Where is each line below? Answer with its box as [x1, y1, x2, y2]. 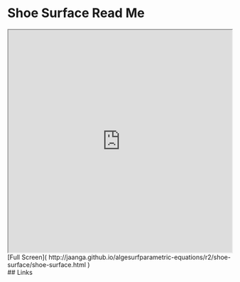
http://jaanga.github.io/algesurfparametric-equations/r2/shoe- [48, 253, 231, 261]
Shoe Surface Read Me [7, 5, 145, 21]
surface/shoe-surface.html [7, 260, 87, 268]
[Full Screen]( [7, 253, 48, 261]
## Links [7, 268, 33, 276]
